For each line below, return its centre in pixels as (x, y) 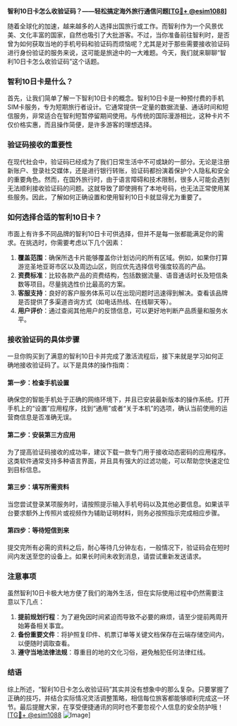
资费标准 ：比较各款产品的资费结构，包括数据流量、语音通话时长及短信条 (122, 275)
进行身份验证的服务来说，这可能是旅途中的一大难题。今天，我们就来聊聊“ (114, 53)
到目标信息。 (26, 469)
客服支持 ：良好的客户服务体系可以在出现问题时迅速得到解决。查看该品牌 (122, 293)
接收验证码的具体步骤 (43, 339)
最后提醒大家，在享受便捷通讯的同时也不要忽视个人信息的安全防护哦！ (121, 707)
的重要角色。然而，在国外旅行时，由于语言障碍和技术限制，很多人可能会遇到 (119, 179)
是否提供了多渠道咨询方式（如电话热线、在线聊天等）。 (96, 301)
